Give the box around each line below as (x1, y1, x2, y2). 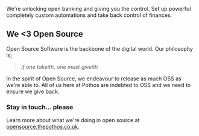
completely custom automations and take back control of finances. (6, 11, 172, 19)
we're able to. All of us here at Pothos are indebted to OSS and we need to (6, 81, 191, 88)
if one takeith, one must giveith (21, 63, 98, 70)
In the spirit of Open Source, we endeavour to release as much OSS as (6, 75, 182, 82)
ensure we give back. (6, 88, 60, 95)
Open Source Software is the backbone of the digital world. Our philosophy (6, 45, 193, 52)
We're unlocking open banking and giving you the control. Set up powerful (6, 5, 191, 12)
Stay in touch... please (6, 103, 74, 111)
